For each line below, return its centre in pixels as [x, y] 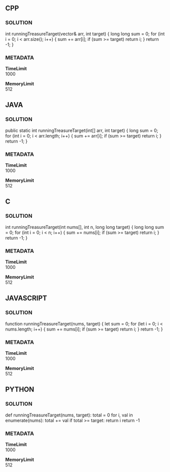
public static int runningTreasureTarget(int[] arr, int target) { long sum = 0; [82, 130]
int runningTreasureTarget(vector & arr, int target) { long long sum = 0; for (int [85, 34]
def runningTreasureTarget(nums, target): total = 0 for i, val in [69, 415]
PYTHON [20, 389]
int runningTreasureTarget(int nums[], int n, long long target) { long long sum [85, 227]
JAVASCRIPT [26, 298]
